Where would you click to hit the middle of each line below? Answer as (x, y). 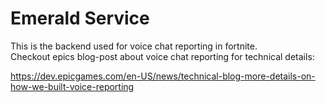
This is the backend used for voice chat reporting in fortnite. (134, 46)
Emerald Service (80, 18)
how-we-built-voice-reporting (72, 86)
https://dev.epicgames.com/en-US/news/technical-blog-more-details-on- (163, 76)
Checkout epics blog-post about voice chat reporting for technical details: (162, 56)
